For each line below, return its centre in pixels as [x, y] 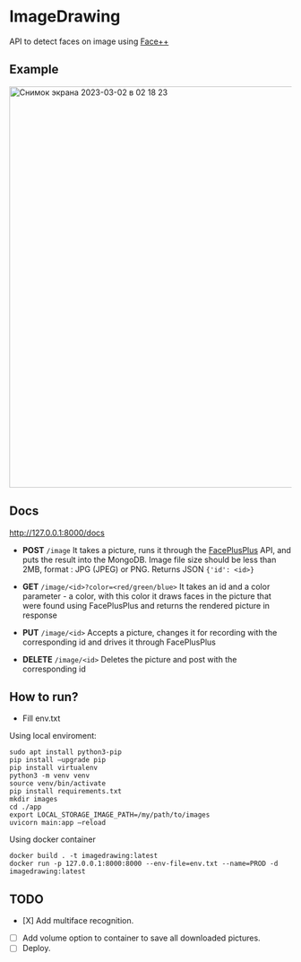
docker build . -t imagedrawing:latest [84, 856]
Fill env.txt [41, 718]
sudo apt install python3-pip [66, 752]
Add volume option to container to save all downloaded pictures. [142, 938]
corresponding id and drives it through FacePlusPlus [119, 642]
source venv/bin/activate [57, 784]
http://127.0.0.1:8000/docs [57, 533]
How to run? [44, 697]
